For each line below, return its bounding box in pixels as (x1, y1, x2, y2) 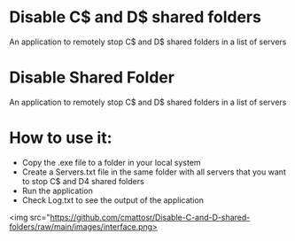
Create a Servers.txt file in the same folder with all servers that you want (21, 167, 286, 177)
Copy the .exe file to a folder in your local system (21, 157, 201, 167)
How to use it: (9, 128, 113, 148)
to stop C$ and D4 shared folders (21, 175, 144, 186)
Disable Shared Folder (9, 67, 175, 88)
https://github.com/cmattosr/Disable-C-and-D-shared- (50, 212, 251, 222)
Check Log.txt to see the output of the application (21, 194, 204, 206)
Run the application (21, 185, 93, 196)
